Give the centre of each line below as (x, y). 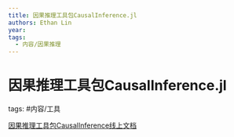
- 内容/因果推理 (38, 45)
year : (17, 30)
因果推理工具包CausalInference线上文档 (73, 125)
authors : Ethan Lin (40, 23)
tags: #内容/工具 (35, 109)
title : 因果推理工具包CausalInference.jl (73, 15)
